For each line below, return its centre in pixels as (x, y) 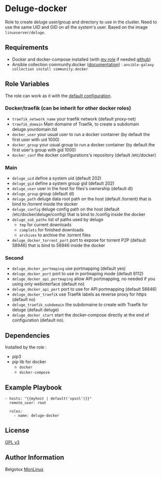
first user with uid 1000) (36, 140)
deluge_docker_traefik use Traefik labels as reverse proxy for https (79, 294)
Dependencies (27, 335)
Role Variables (27, 84)
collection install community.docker (50, 69)
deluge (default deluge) (35, 310)
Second (14, 258)
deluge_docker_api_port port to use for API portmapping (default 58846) (84, 289)
